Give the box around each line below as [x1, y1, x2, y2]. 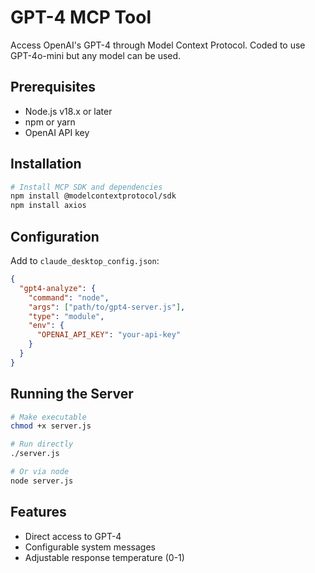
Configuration [10, 228, 100, 245]
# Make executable [10, 412, 87, 422]
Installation [10, 156, 82, 173]
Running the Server [10, 386, 134, 403]
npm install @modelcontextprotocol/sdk [10, 191, 177, 201]
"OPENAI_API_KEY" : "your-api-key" [36, 330, 182, 340]
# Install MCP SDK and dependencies [10, 182, 163, 192]
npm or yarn [24, 116, 76, 128]
